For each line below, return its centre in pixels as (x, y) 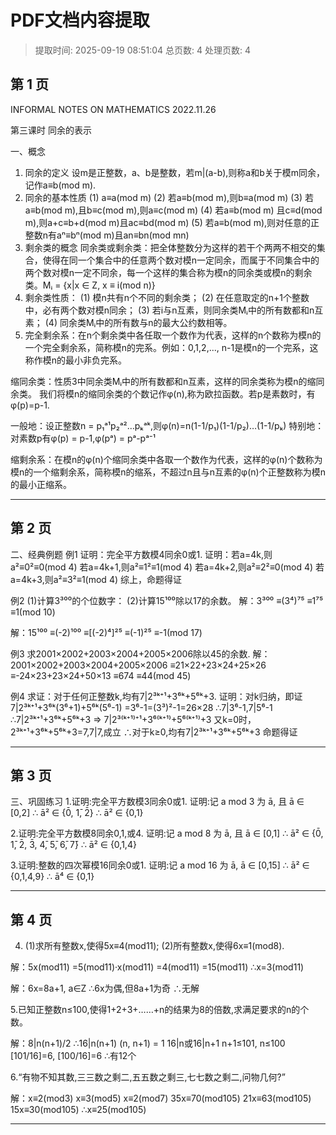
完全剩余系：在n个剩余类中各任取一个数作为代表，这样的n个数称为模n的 (173, 335)
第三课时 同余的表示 (51, 130)
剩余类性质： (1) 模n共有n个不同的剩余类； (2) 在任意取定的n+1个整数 (167, 297)
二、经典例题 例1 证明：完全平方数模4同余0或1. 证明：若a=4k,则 (141, 554)
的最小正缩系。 (41, 484)
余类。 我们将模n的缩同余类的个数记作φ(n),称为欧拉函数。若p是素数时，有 (163, 393)
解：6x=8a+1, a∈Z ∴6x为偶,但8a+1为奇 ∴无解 (105, 988)
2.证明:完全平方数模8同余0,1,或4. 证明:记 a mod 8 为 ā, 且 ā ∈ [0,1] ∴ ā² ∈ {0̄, (167, 833)
